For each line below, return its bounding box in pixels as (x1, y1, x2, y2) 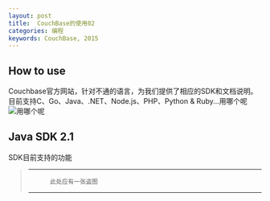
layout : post (8, 11, 52, 20)
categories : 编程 (8, 27, 64, 35)
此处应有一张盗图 (49, 178, 98, 186)
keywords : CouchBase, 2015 (8, 34, 99, 43)
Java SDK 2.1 (8, 130, 75, 144)
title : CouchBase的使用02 (8, 19, 95, 27)
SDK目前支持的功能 (8, 152, 72, 162)
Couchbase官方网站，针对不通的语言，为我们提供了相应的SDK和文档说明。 (8, 86, 258, 96)
